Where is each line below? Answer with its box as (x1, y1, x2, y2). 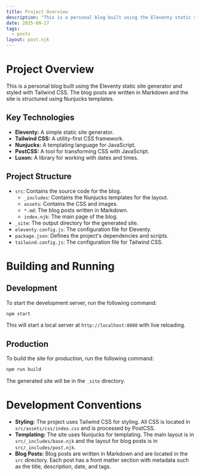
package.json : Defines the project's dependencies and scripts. (14, 232, 169, 239)
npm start (6, 310, 31, 317)
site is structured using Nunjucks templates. (6, 95, 115, 102)
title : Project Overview (6, 8, 68, 15)
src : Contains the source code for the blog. (14, 187, 121, 194)
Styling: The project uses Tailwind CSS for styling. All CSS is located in (14, 418, 190, 426)
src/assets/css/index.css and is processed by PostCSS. (14, 424, 156, 432)
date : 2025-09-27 (6, 20, 50, 26)
